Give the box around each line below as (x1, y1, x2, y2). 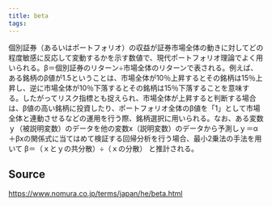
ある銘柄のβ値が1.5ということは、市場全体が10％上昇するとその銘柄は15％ (8, 73, 257, 82)
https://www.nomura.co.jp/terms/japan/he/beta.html (8, 189, 183, 199)
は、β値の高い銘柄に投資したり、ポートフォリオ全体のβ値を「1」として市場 (8, 103, 261, 113)
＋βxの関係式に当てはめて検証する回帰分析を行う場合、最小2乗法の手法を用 (8, 133, 262, 143)
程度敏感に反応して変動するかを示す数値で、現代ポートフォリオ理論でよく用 (8, 53, 264, 62)
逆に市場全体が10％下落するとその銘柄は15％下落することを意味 (29, 82, 243, 93)
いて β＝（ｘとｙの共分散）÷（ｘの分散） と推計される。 (8, 143, 199, 153)
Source (8, 167, 46, 181)
